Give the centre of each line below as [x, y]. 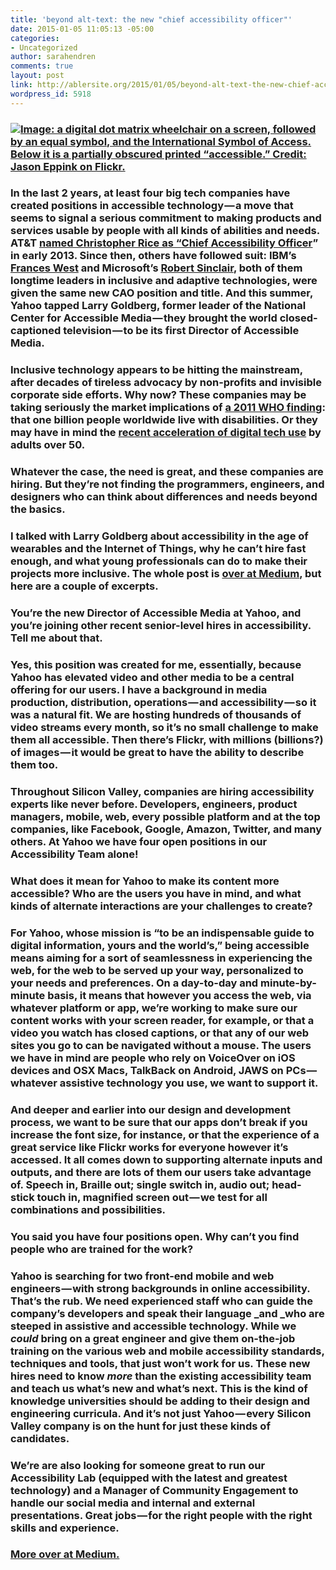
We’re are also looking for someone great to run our [138, 1465]
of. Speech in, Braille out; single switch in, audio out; [140, 1184]
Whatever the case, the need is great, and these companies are [167, 472]
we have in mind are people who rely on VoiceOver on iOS [153, 1058]
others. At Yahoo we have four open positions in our [139, 841]
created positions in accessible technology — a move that [152, 206]
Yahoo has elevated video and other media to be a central [152, 678]
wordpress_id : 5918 [51, 94]
